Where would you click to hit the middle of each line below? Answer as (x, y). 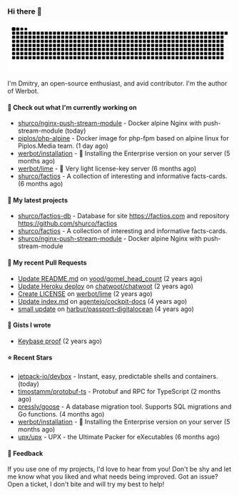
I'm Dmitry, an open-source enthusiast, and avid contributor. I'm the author (117, 83)
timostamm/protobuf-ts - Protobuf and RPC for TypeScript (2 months (119, 392)
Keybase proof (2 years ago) (60, 341)
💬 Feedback (25, 453)
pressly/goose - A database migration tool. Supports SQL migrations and (124, 407)
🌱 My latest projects (37, 200)
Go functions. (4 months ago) (61, 414)
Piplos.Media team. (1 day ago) (63, 146)
